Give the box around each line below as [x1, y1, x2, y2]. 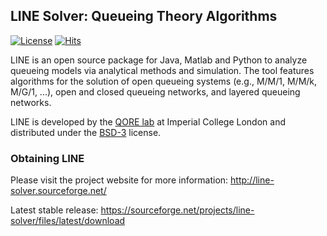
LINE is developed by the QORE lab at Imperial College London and [10, 115, 286, 128]
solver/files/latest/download [10, 215, 126, 227]
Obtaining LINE [10, 151, 85, 165]
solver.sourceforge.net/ [10, 185, 107, 197]
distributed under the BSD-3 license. [10, 126, 162, 138]
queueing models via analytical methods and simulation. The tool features [10, 64, 315, 76]
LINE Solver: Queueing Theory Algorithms [10, 8, 278, 25]
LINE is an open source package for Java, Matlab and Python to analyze [10, 54, 308, 66]
